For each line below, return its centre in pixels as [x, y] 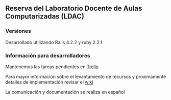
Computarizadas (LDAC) [45, 17]
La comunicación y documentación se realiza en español [65, 92]
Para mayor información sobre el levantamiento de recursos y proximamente [86, 76]
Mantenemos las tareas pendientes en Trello [52, 67]
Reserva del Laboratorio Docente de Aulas [74, 8]
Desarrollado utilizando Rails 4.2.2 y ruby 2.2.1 [54, 42]
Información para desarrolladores [48, 55]
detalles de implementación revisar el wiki [49, 82]
